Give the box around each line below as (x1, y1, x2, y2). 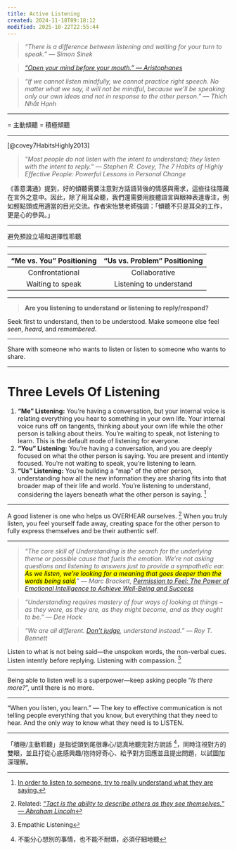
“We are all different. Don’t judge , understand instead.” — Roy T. (24, 626, 212, 634)
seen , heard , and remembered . (7, 325, 97, 334)
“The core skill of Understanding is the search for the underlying (24, 547, 212, 555)
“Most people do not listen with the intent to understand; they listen (24, 155, 220, 164)
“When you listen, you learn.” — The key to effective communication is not (7, 704, 223, 712)
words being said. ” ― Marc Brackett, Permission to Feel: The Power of (24, 577, 229, 585)
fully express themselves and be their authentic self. (7, 526, 159, 535)
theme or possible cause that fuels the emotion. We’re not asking (24, 554, 214, 563)
